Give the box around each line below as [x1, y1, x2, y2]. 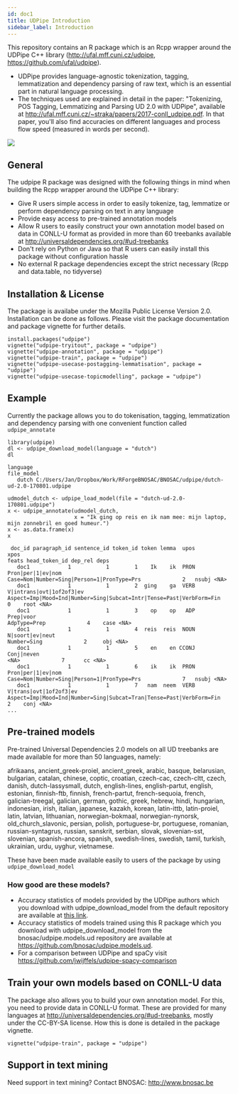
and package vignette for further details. [7, 322, 126, 330]
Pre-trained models [7, 726, 95, 738]
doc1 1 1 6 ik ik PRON [16, 663, 195, 670]
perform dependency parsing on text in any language [17, 207, 174, 216]
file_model [7, 470, 40, 477]
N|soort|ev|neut [7, 631, 55, 639]
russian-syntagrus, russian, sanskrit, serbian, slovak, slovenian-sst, [7, 826, 205, 835]
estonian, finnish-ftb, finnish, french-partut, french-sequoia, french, [7, 789, 206, 797]
